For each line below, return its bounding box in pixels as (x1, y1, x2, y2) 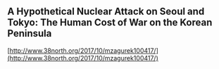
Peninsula (7, 27, 52, 39)
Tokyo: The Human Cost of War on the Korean (7, 17, 213, 29)
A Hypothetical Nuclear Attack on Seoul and (7, 6, 205, 18)
